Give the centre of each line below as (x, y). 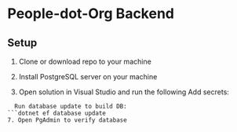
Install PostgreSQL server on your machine (88, 77)
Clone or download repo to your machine (85, 61)
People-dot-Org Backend (91, 14)
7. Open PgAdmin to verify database (67, 120)
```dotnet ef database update (57, 113)
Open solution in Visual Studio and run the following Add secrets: (124, 92)
